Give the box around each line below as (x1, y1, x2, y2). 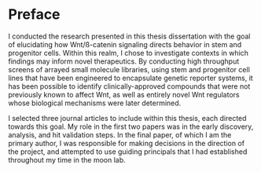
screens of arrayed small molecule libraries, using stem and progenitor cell (8, 64, 250, 74)
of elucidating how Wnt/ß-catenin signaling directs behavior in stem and (8, 39, 242, 49)
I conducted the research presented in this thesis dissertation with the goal (8, 31, 251, 41)
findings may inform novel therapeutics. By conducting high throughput (8, 57, 240, 66)
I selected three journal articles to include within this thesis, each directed (8, 113, 247, 123)
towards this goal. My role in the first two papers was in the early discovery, (8, 122, 254, 131)
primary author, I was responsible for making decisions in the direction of (8, 138, 245, 148)
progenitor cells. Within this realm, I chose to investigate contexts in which (8, 48, 249, 57)
